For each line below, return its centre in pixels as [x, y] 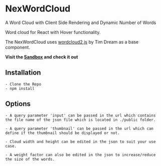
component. [18, 47]
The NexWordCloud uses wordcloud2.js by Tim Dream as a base [72, 42]
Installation [23, 73]
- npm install [20, 88]
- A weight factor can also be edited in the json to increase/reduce [80, 155]
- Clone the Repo [23, 84]
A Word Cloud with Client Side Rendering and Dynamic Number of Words [81, 22]
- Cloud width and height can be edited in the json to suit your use [80, 141]
